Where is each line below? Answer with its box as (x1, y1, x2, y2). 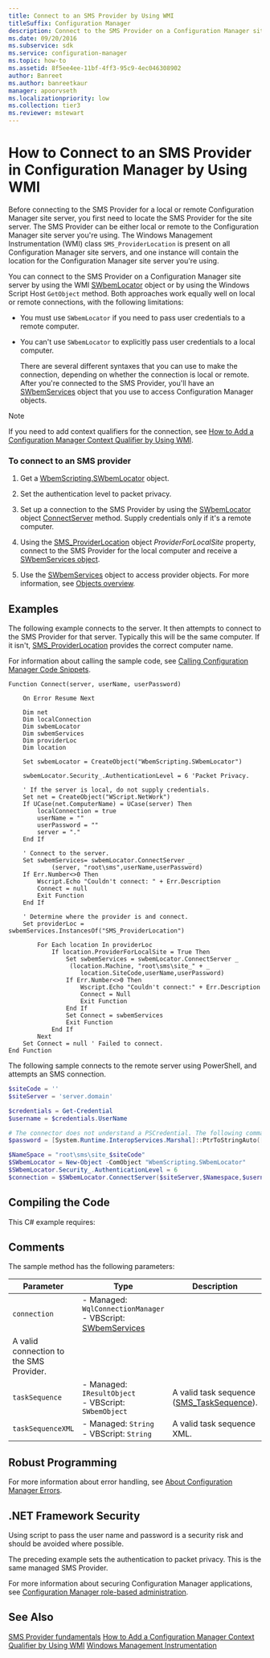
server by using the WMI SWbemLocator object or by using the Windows (8, 279, 250, 290)
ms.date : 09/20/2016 (8, 34, 78, 43)
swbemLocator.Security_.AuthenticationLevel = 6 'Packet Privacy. (22, 772, 250, 780)
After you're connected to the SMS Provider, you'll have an (19, 378, 215, 387)
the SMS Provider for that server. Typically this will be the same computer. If (8, 632, 260, 642)
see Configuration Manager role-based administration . (8, 1587, 189, 1597)
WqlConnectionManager (81, 1304, 165, 1313)
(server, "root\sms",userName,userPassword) (51, 863, 203, 872)
